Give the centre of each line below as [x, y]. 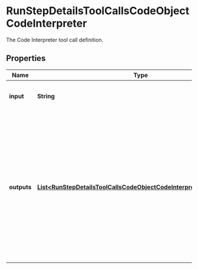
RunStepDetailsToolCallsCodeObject [98, 11]
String [46, 96]
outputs [20, 187]
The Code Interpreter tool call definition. [55, 40]
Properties [26, 58]
